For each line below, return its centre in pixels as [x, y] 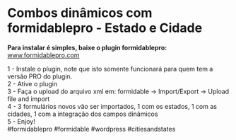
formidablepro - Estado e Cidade [105, 28]
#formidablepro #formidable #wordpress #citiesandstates [92, 129]
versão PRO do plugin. [40, 76]
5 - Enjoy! [21, 121]
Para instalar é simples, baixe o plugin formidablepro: [87, 47]
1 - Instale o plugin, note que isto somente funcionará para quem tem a [110, 69]
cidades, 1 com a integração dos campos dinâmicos [83, 114]
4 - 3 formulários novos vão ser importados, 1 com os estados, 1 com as [112, 106]
